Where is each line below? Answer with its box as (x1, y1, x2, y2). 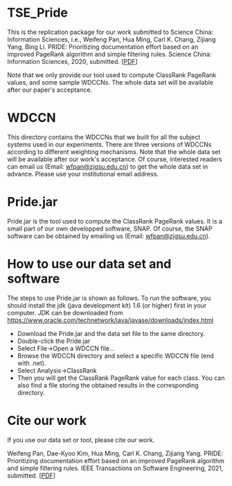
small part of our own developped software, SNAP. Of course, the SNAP (7, 224, 213, 233)
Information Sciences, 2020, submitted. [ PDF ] (7, 57, 139, 65)
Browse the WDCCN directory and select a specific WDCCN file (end (17, 351, 215, 360)
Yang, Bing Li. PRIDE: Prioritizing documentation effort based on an (7, 42, 199, 51)
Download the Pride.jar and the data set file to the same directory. (17, 329, 206, 337)
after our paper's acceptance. (7, 85, 92, 94)
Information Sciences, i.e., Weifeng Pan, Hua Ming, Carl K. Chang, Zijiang (7, 35, 216, 43)
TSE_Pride (7, 5, 68, 21)
